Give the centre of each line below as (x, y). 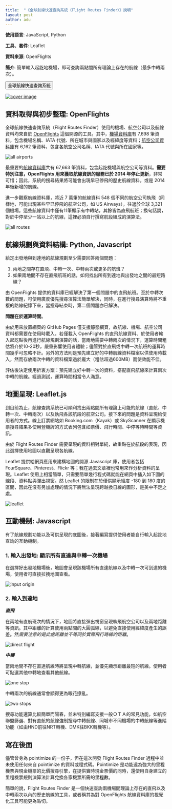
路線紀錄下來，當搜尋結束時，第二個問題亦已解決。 (68, 305)
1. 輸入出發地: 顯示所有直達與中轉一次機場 (57, 556)
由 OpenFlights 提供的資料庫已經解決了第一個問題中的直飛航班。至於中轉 (82, 292)
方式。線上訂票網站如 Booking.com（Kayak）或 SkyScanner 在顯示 (90, 420)
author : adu (18, 19)
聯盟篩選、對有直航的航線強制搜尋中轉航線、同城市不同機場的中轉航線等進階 (86, 721)
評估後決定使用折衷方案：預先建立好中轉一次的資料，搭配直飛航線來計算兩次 (86, 370)
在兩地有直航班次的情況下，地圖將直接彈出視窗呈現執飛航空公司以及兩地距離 (86, 622)
